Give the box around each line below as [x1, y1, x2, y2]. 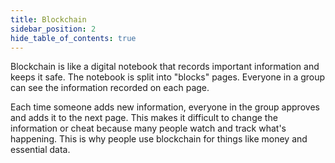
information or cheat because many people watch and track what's [10, 122, 287, 135]
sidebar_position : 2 [10, 24, 97, 34]
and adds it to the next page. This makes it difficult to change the [10, 112, 278, 124]
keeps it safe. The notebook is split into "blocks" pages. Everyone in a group [10, 71, 326, 83]
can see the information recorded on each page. [10, 82, 210, 94]
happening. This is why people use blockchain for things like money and [10, 133, 308, 145]
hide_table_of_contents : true [10, 33, 137, 43]
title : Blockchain [10, 14, 87, 25]
